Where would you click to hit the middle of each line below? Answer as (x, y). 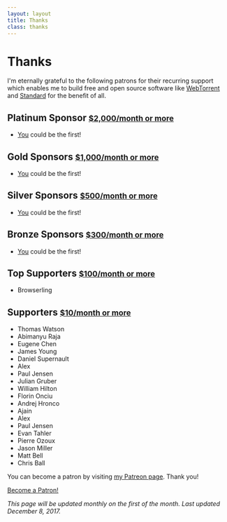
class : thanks (28, 27)
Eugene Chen (37, 344)
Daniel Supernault (43, 359)
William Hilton (37, 389)
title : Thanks (28, 20)
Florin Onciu (35, 396)
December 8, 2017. (34, 511)
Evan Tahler (35, 433)
